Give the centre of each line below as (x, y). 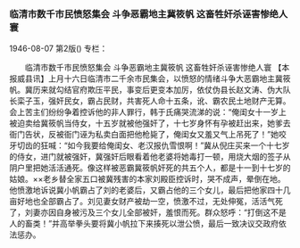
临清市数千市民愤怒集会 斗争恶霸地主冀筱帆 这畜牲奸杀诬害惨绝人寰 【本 (157, 68)
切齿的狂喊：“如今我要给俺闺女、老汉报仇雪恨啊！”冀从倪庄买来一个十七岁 (153, 145)
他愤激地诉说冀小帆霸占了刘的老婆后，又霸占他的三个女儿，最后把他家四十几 (150, 190)
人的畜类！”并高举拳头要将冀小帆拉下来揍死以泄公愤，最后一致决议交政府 (144, 224)
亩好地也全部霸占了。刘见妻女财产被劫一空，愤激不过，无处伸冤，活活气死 (146, 202)
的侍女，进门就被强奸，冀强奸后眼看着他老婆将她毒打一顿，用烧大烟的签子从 (150, 157)
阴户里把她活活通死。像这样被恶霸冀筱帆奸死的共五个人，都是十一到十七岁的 (150, 168)
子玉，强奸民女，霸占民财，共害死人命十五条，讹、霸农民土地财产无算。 (158, 101)
